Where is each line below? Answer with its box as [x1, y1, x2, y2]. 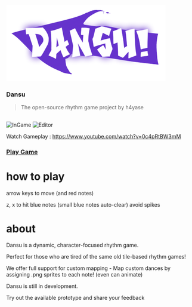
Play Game [6, 148, 38, 156]
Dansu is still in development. [6, 283, 79, 290]
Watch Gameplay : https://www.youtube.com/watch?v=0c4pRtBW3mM [6, 133, 181, 140]
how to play [6, 170, 65, 183]
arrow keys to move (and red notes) [6, 189, 94, 197]
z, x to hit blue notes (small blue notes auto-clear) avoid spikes [6, 201, 160, 208]
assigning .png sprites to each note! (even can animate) [6, 271, 143, 278]
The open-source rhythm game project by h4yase [20, 104, 144, 111]
